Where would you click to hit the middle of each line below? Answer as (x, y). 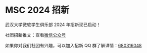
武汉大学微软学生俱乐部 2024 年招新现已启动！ (53, 25)
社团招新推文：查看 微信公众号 (35, 35)
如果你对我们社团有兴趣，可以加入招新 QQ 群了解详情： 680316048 (73, 45)
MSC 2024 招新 (37, 10)
